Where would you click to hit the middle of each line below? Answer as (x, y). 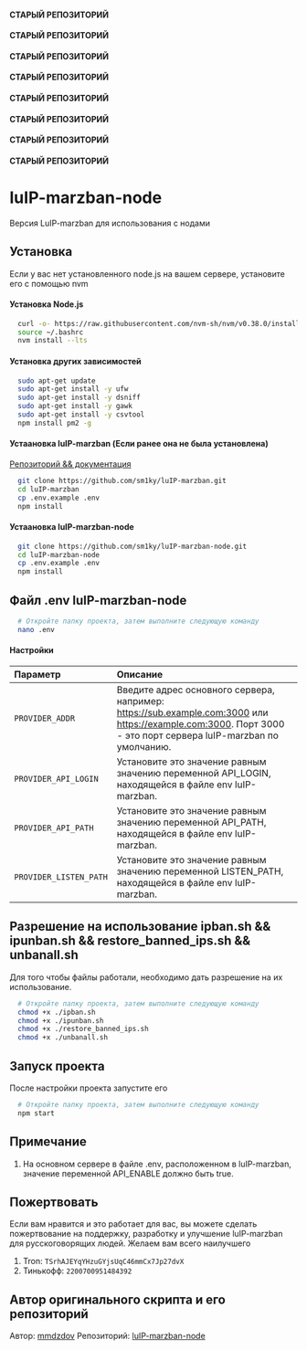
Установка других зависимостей (75, 361)
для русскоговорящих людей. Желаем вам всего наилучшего (130, 1243)
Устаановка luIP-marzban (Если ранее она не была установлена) (139, 444)
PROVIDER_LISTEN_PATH (61, 877)
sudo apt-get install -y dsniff (79, 398)
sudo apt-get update (57, 381)
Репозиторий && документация (70, 464)
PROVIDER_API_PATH (54, 828)
